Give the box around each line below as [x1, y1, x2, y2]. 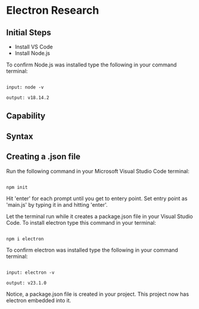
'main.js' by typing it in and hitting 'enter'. [6, 201, 108, 208]
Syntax [6, 131, 33, 141]
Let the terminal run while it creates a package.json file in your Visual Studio [6, 213, 193, 220]
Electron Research [6, 4, 100, 17]
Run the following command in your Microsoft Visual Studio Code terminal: [6, 167, 189, 175]
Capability [6, 111, 46, 121]
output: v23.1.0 [6, 280, 47, 286]
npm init [6, 184, 28, 190]
